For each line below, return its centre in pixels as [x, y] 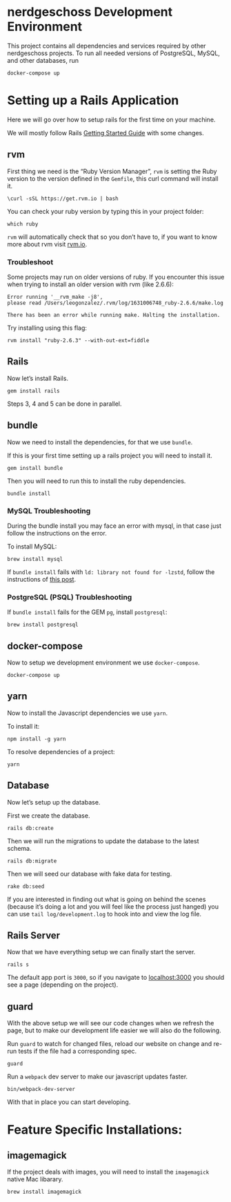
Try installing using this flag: [47, 328]
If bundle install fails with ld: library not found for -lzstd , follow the [111, 572]
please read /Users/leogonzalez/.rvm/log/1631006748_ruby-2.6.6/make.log [115, 303]
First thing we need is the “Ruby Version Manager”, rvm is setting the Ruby [112, 171]
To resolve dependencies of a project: [61, 751]
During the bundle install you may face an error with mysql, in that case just [114, 526]
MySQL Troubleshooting [49, 511]
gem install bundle [35, 468]
